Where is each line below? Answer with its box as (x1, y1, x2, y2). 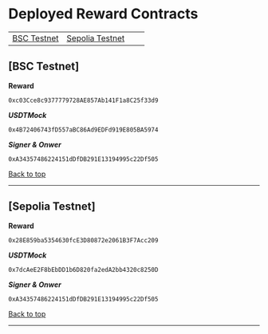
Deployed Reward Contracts (8, 5, 199, 23)
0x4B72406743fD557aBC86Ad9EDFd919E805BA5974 (8, 125, 159, 134)
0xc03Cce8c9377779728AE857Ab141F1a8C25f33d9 (8, 96, 159, 104)
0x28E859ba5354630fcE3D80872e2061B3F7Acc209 (8, 236, 159, 244)
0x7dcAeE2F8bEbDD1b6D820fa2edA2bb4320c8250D (8, 265, 159, 273)
